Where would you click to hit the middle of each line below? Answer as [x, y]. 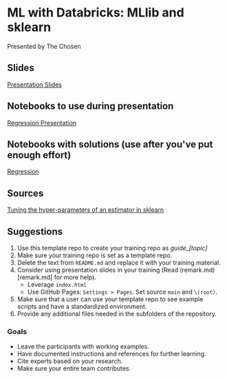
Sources [25, 193]
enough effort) [39, 155]
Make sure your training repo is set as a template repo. [94, 255]
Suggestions [35, 231]
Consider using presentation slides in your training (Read [98, 270]
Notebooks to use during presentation [90, 106]
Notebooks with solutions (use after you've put [110, 144]
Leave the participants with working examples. [83, 347]
